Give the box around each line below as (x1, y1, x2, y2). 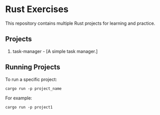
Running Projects (5, 63, 60, 72)
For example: (5, 95, 33, 101)
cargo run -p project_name (5, 86, 62, 91)
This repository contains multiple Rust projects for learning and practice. (5, 20, 155, 26)
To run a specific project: (5, 76, 57, 82)
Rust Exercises (5, 4, 69, 15)
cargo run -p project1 (5, 104, 53, 109)
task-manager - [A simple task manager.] (12, 48, 98, 54)
